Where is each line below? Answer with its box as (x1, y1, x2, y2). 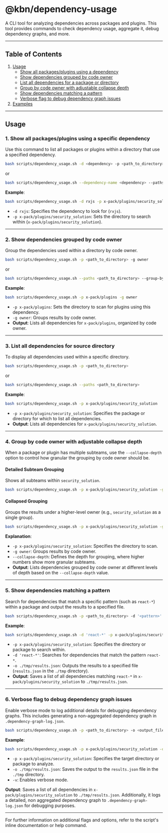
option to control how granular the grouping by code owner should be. (5, 455, 150, 461)
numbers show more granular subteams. (12, 559, 96, 565)
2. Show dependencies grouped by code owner (5, 236, 122, 243)
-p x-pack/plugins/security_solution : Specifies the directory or (12, 641, 146, 647)
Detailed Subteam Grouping (5, 466, 64, 472)
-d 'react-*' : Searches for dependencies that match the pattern (12, 652, 146, 658)
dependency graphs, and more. (5, 31, 70, 37)
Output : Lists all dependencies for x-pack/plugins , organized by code (12, 320, 156, 326)
